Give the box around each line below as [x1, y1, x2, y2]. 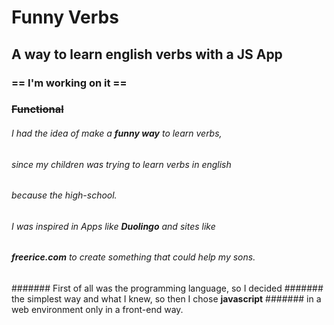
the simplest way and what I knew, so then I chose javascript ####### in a [11, 293, 322, 305]
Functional [11, 102, 64, 116]
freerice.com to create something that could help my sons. [11, 251, 256, 263]
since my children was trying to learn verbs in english [11, 158, 232, 170]
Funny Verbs [11, 6, 119, 29]
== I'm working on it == [11, 76, 128, 90]
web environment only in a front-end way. [11, 304, 184, 316]
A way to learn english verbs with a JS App [11, 46, 283, 63]
